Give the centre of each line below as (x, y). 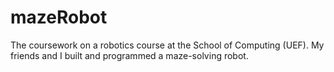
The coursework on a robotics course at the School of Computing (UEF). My (167, 45)
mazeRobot (59, 17)
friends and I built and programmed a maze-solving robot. (129, 55)
